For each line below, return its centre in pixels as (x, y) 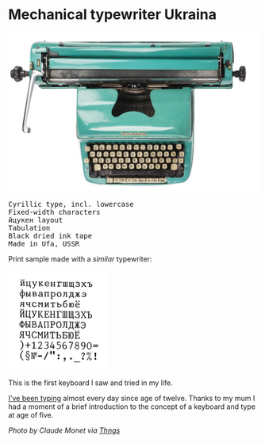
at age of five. (31, 414)
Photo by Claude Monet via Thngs (64, 430)
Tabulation (29, 228)
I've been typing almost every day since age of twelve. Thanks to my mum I (132, 398)
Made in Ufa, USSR (44, 244)
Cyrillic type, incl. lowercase (71, 204)
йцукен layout (36, 220)
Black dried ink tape (50, 236)
